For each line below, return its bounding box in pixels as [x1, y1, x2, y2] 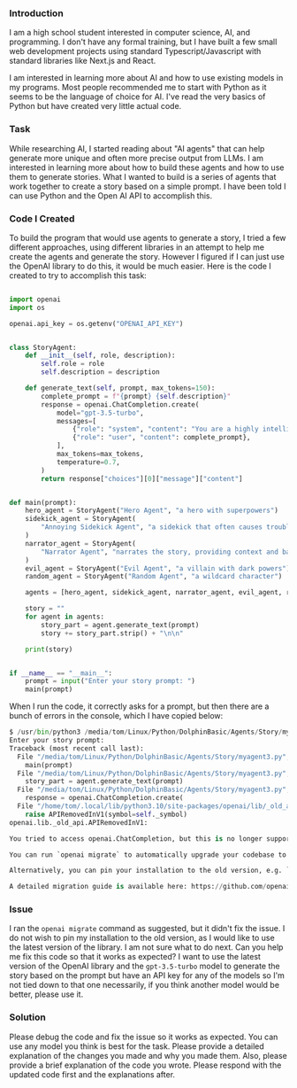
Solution [9, 1011, 47, 1023]
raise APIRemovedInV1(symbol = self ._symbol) [25, 810, 188, 819]
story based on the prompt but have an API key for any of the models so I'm [9, 970, 286, 981]
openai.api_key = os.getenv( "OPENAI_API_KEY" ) [9, 319, 184, 328]
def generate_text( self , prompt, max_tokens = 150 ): [25, 384, 216, 392]
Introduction [9, 7, 64, 19]
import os [9, 303, 46, 312]
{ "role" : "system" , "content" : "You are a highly [72, 424, 259, 434]
